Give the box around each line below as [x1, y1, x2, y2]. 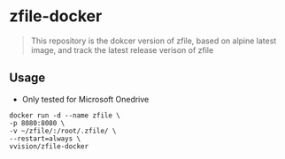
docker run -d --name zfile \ [9, 110, 121, 120]
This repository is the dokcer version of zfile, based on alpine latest [30, 35, 277, 46]
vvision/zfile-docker [9, 141, 89, 151]
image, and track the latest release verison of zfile [30, 44, 214, 55]
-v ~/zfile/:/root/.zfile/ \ [9, 126, 117, 135]
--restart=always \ [9, 134, 81, 143]
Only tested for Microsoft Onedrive [21, 94, 150, 104]
